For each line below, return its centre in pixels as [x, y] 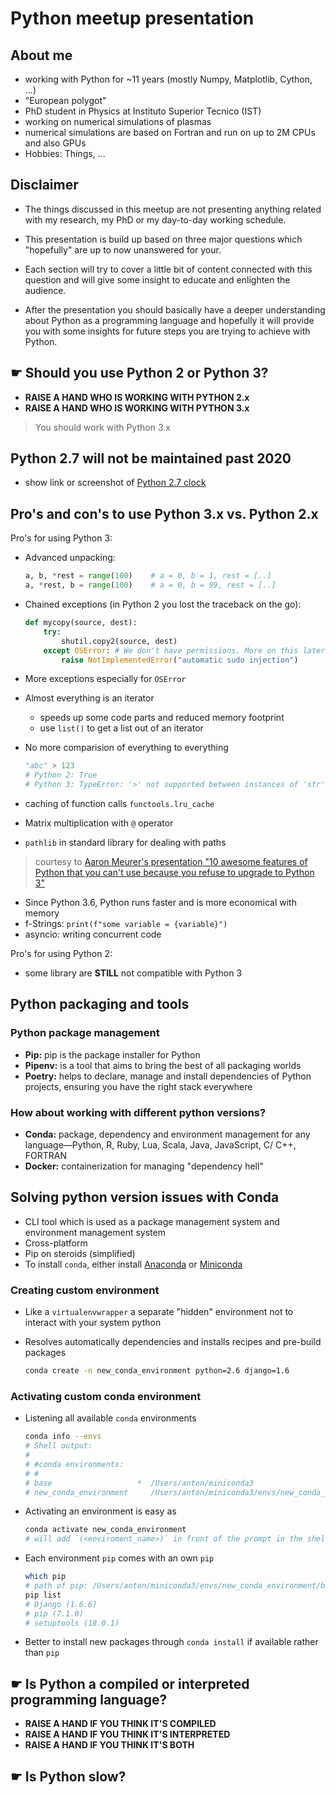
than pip [42, 1653]
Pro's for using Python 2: [61, 953]
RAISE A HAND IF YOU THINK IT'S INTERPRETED [127, 1734]
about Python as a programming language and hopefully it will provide [169, 320]
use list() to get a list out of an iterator [121, 728]
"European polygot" [65, 100]
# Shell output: [58, 1446]
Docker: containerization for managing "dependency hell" [144, 1166]
